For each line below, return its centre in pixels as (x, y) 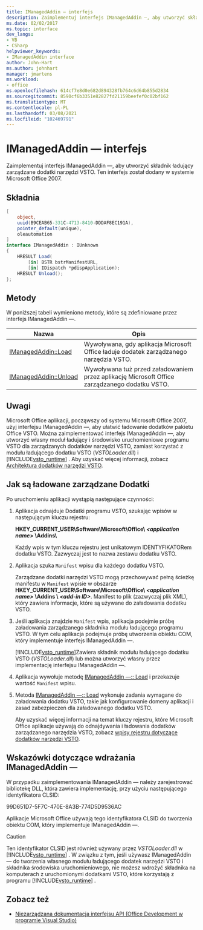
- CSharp (17, 46)
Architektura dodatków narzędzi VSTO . (55, 465)
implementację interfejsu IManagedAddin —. (70, 665)
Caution (16, 836)
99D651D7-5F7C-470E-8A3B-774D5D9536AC (64, 806)
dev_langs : (20, 35)
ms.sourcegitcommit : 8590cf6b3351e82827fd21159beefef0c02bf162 (88, 96)
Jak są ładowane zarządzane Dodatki (78, 484)
